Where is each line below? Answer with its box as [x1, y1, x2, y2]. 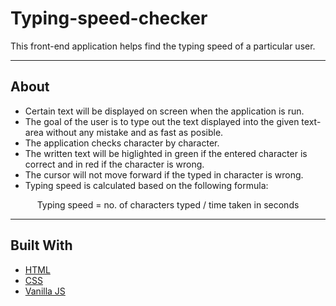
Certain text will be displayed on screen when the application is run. [24, 105, 305, 117]
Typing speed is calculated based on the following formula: [24, 179, 269, 191]
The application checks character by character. [24, 137, 220, 149]
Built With [10, 237, 73, 254]
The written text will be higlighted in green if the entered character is [24, 147, 308, 159]
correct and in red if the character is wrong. [24, 158, 205, 170]
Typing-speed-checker [10, 7, 208, 30]
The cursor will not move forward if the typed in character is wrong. [24, 168, 304, 181]
